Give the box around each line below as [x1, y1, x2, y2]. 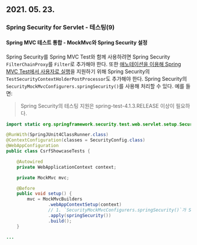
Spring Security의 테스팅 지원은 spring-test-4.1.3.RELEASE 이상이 [20, 102, 175, 109]
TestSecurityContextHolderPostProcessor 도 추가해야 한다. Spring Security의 [6, 75, 188, 82]
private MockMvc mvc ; [16, 175, 69, 181]
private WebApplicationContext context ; [16, 164, 117, 170]
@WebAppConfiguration [6, 143, 59, 149]
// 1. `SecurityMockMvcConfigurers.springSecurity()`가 [47, 207, 186, 213]
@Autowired [16, 158, 43, 165]
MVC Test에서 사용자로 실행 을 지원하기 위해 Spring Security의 [6, 67, 150, 75]
